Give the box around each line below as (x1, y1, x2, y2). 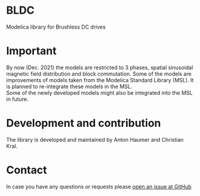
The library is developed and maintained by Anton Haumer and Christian (6, 136, 184, 143)
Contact (6, 163, 47, 176)
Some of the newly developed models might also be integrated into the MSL (6, 89, 193, 96)
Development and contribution (6, 117, 161, 130)
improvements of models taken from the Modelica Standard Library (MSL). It (6, 76, 194, 83)
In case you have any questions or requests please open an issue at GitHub (6, 183, 192, 190)
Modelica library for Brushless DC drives (6, 23, 106, 30)
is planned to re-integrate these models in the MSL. (6, 83, 133, 90)
